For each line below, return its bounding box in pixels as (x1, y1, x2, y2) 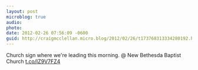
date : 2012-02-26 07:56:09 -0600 (6, 30, 88, 36)
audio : (6, 19, 22, 25)
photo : (6, 24, 22, 31)
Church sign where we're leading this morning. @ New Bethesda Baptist (6, 52, 181, 58)
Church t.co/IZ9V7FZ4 (6, 58, 61, 65)
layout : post (6, 8, 38, 15)
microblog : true (6, 14, 46, 20)
